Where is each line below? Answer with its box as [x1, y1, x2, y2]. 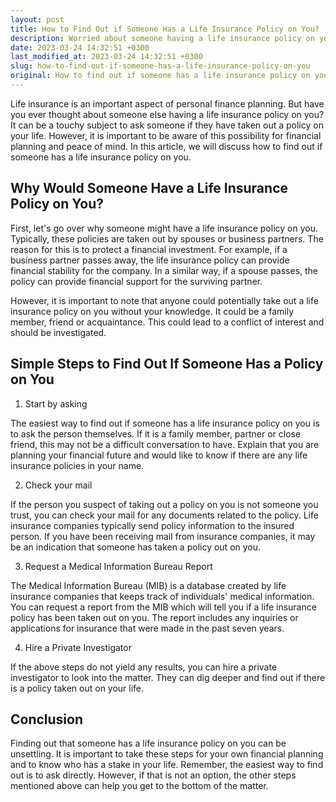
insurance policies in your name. [10, 459, 145, 471]
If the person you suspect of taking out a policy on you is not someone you [10, 498, 319, 510]
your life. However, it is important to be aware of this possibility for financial [10, 129, 322, 141]
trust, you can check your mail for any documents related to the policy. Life [10, 509, 319, 521]
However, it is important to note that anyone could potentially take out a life [10, 294, 319, 306]
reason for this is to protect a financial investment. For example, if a [10, 243, 288, 255]
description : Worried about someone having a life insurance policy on [10, 33, 315, 43]
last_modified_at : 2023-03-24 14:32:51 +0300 [10, 52, 203, 62]
